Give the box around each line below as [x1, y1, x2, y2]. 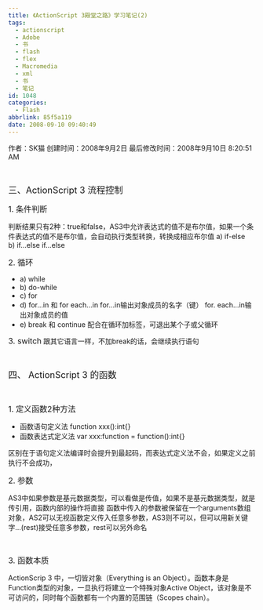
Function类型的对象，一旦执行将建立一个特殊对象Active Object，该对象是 [8, 583, 245, 592]
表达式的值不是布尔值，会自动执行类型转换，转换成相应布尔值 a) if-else [14, 231, 246, 241]
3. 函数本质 [8, 554, 49, 565]
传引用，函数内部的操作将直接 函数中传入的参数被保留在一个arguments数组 [8, 503, 251, 512]
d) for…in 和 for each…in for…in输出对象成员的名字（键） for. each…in [19, 300, 246, 310]
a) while [19, 274, 46, 283]
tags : [8, 19, 26, 27]
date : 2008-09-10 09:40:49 [8, 121, 97, 129]
